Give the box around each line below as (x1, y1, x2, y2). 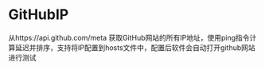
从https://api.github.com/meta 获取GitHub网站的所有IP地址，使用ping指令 (8, 33, 250, 42)
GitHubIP (8, 6, 69, 24)
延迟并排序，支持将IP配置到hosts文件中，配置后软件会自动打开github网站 (14, 42, 256, 52)
